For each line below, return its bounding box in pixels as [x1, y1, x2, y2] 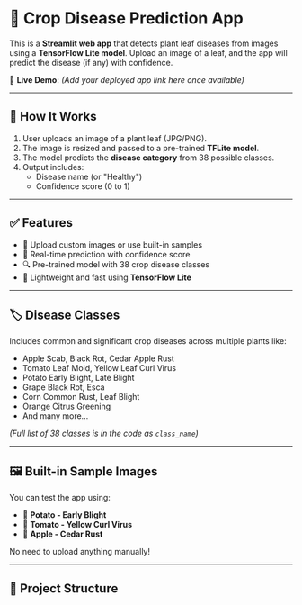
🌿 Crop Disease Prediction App [9, 8, 244, 29]
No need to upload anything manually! [9, 546, 151, 557]
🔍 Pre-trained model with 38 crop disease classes [22, 258, 209, 269]
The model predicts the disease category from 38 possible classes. [22, 152, 275, 163]
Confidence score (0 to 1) [35, 180, 130, 192]
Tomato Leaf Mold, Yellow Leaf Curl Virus [22, 363, 177, 374]
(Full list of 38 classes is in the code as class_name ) [9, 428, 200, 439]
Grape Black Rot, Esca [22, 382, 105, 393]
